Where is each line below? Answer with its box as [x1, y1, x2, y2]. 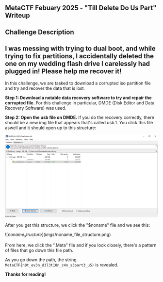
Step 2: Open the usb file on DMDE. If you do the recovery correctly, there [5, 114, 154, 120]
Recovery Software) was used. [5, 105, 66, 111]
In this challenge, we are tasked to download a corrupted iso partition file [5, 80, 151, 86]
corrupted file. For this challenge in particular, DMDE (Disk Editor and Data [5, 100, 155, 106]
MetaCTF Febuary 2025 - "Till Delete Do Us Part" [5, 4, 157, 12]
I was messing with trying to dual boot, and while [5, 45, 156, 53]
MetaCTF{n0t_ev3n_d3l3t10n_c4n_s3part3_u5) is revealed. [5, 262, 119, 268]
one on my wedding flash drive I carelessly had [5, 60, 150, 68]
